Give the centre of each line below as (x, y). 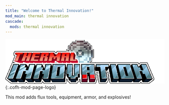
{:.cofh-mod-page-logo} (31, 87)
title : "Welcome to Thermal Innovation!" (50, 11)
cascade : (14, 21)
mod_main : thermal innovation (37, 16)
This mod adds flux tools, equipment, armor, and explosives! (68, 97)
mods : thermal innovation (37, 27)
